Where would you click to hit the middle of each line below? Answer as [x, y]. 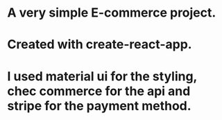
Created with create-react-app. [100, 45]
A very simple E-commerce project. [112, 13]
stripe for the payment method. [100, 106]
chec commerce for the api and [99, 91]
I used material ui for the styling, [102, 76]
